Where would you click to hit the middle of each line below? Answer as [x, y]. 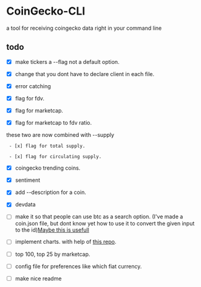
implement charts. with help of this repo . [66, 242]
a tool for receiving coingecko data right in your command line [84, 28]
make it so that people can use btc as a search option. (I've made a [99, 216]
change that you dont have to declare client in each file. [85, 74]
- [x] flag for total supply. [47, 146]
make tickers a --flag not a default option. [67, 61]
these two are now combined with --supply [60, 135]
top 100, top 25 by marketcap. [53, 254]
